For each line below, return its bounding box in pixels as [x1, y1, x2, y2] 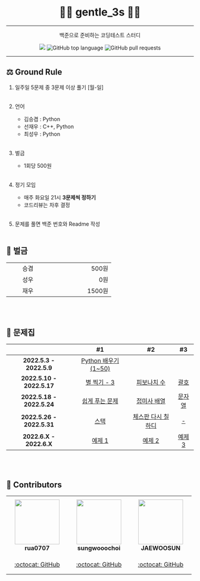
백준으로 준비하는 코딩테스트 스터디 [59, 31, 141, 38]
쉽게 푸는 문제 [82, 397, 118, 405]
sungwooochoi [77, 543, 121, 552]
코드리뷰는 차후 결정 [23, 201, 70, 208]
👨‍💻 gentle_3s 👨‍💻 [59, 5, 141, 19]
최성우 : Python [23, 130, 61, 137]
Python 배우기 [81, 356, 120, 365]
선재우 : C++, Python [23, 122, 74, 130]
